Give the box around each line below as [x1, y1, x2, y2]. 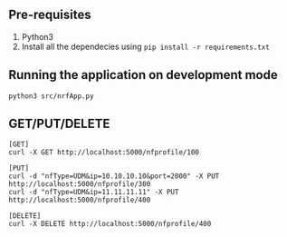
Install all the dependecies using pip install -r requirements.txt [21, 41, 271, 52]
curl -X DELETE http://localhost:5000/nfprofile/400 [8, 220, 212, 229]
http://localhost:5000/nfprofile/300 [8, 180, 151, 189]
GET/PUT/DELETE [8, 116, 110, 132]
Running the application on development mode [8, 67, 278, 83]
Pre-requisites [8, 7, 91, 23]
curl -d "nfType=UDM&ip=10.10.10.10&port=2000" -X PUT [8, 172, 220, 181]
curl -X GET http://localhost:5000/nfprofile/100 [8, 148, 200, 157]
